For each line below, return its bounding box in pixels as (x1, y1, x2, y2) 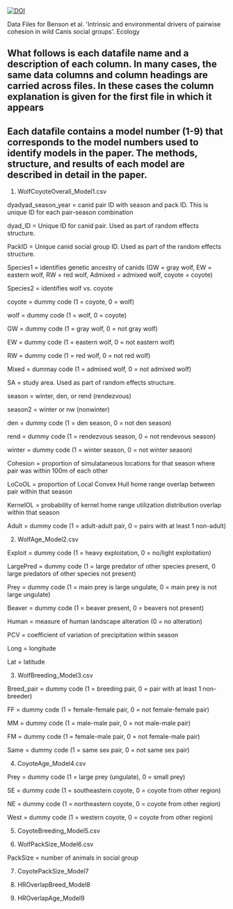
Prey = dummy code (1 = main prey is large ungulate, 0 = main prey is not (7, 583, 217, 591)
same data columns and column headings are (7, 69, 209, 81)
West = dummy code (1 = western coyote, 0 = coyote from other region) (7, 813, 214, 821)
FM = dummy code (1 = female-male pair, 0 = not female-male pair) (7, 732, 200, 741)
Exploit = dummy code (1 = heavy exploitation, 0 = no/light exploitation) (7, 549, 212, 557)
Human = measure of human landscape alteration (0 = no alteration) (7, 617, 203, 625)
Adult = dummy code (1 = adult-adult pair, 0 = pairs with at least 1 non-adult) (7, 522, 227, 530)
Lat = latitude (7, 657, 45, 666)
